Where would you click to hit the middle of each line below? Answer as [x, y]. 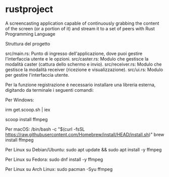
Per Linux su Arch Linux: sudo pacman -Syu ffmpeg [59, 169]
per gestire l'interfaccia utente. [37, 75]
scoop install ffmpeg [26, 119]
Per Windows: [20, 100]
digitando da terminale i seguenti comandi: [50, 90]
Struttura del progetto [28, 43]
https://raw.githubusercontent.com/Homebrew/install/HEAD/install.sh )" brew [85, 134]
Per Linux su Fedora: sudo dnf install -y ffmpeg [54, 159]
